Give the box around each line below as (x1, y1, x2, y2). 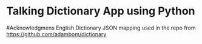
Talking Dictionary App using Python (6, 4, 195, 18)
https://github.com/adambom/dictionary (6, 30, 107, 37)
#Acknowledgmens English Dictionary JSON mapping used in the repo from (6, 24, 196, 31)
